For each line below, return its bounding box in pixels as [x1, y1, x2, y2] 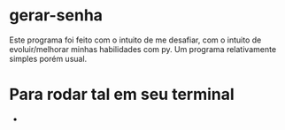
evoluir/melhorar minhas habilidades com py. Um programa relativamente [9, 43, 277, 54]
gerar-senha [9, 5, 104, 26]
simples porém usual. [9, 53, 88, 64]
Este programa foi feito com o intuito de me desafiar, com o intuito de [9, 34, 262, 45]
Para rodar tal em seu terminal [9, 85, 235, 104]
